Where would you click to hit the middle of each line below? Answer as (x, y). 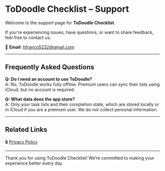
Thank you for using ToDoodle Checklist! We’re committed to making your (80, 158)
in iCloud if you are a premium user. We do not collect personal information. (82, 109)
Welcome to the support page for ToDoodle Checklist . (60, 23)
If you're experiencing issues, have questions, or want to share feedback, (79, 32)
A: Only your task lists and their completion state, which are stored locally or (82, 104)
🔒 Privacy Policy (21, 142)
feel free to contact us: (28, 37)
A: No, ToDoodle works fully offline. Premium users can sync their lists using (82, 84)
